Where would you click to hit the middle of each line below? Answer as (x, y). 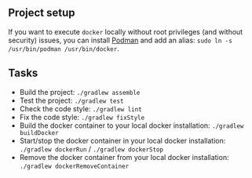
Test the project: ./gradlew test (71, 100)
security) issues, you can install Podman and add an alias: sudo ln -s (121, 40)
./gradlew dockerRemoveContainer (74, 166)
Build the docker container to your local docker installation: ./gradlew (131, 125)
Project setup (42, 13)
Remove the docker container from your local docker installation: (124, 157)
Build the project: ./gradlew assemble (80, 92)
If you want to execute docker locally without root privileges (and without (126, 31)
